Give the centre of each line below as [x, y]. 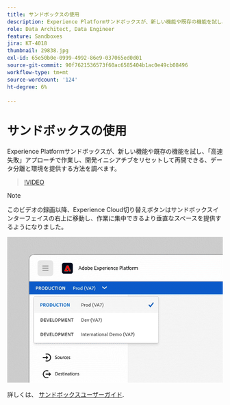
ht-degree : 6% [27, 87]
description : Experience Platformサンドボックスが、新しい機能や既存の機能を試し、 [117, 22]
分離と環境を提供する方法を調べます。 [67, 169]
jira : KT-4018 [27, 44]
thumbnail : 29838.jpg [38, 51]
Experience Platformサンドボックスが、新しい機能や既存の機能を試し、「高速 [115, 152]
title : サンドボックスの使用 [43, 14]
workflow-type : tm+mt [38, 72]
